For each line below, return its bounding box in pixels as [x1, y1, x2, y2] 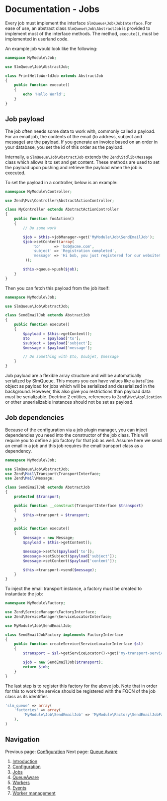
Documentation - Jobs [5, 3, 100, 15]
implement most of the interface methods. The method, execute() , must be [5, 30, 159, 36]
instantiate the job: [5, 591, 43, 597]
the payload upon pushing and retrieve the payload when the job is [5, 164, 143, 170]
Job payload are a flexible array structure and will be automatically [5, 373, 142, 378]
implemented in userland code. [5, 36, 69, 42]
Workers [12, 780, 30, 786]
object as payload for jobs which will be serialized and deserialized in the [5, 383, 155, 389]
